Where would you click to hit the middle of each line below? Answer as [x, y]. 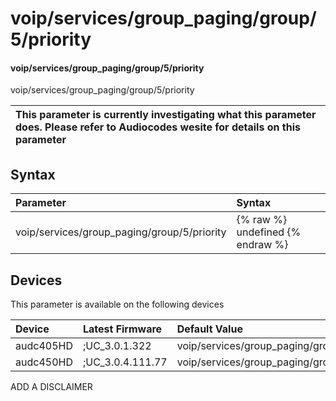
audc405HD [44, 346]
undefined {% [269, 232]
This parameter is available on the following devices [117, 304]
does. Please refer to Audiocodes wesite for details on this [158, 127]
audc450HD [44, 362]
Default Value [209, 329]
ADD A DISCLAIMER [51, 387]
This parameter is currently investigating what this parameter [166, 115]
